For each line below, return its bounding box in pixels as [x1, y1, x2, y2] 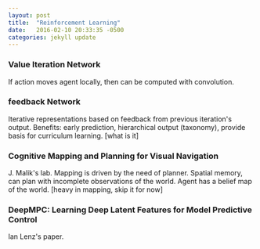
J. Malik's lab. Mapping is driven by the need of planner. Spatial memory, [8, 168, 243, 178]
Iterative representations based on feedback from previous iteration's [8, 114, 233, 124]
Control [8, 215, 38, 226]
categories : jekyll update [8, 33, 96, 41]
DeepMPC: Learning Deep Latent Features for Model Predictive [8, 204, 252, 215]
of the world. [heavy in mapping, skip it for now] [8, 185, 163, 194]
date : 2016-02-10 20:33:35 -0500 [8, 26, 125, 34]
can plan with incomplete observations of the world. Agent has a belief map [8, 177, 252, 186]
